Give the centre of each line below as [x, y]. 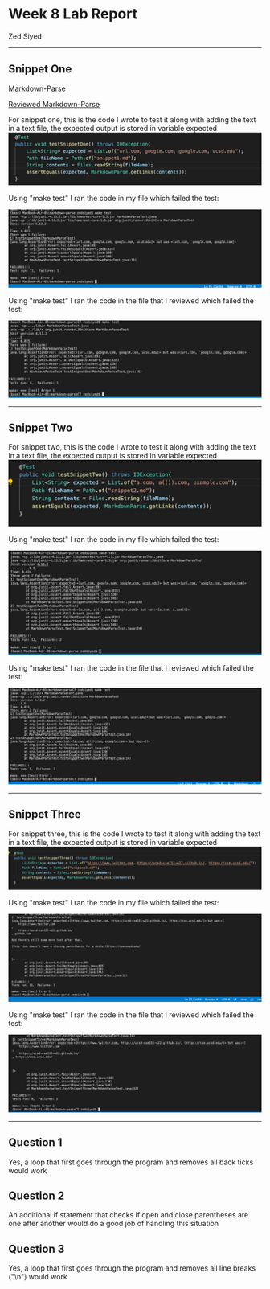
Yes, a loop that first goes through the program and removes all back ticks [131, 1162]
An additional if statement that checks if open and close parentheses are [129, 1215]
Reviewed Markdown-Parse [54, 104]
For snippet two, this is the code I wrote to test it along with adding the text [132, 447]
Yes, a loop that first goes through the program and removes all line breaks [132, 1268]
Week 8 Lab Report [73, 14]
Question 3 [37, 1248]
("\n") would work [38, 1277]
